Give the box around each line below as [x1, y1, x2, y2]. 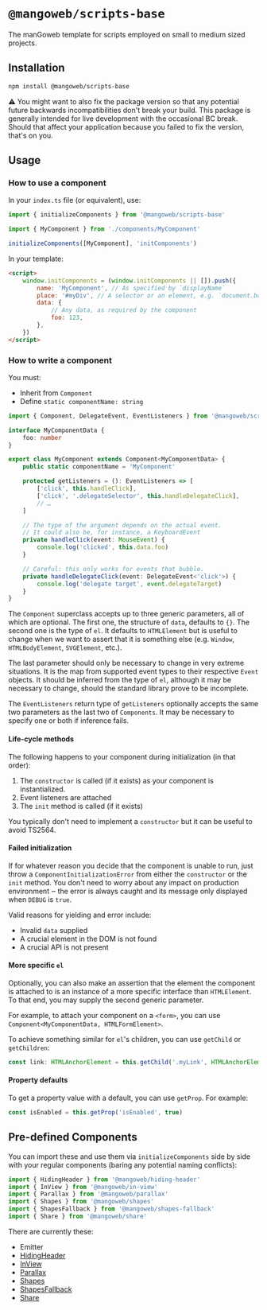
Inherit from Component [19, 388, 93, 398]
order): [8, 760, 31, 770]
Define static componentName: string [19, 396, 144, 406]
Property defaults [8, 1075, 68, 1085]
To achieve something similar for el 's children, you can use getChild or [8, 1034, 241, 1044]
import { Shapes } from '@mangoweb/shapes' [8, 1198, 155, 1206]
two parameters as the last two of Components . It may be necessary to [8, 707, 234, 717]
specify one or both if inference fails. [8, 716, 130, 725]
